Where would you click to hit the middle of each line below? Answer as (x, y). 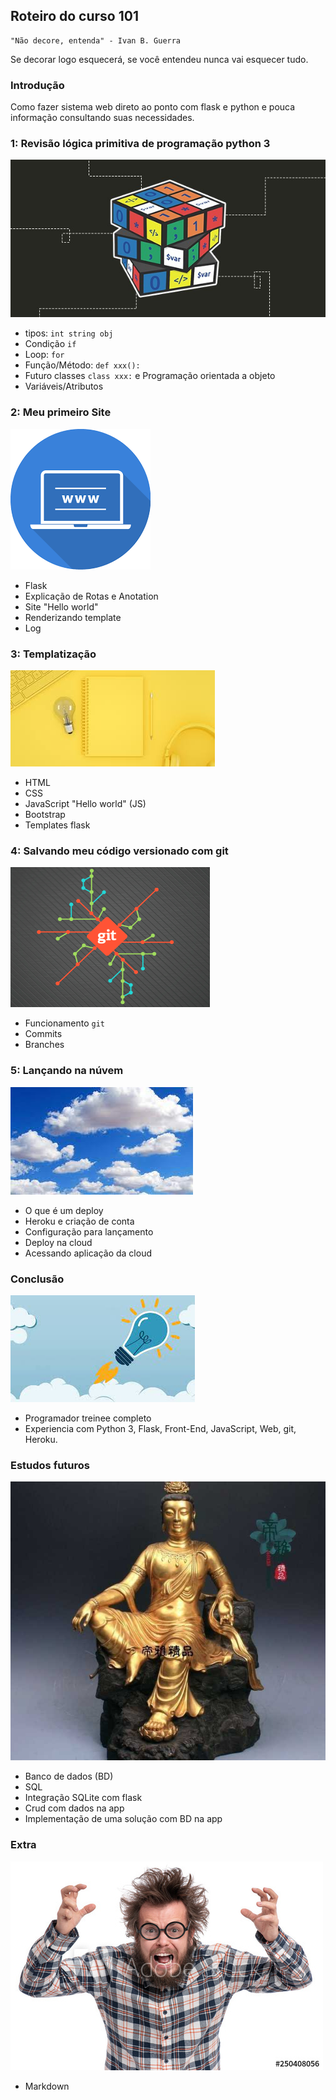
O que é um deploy (64, 1210)
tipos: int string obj (69, 333)
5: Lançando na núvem (67, 1071)
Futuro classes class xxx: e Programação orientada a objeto (150, 376)
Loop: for (44, 355)
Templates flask (57, 825)
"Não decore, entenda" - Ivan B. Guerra (96, 40)
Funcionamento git (65, 1023)
